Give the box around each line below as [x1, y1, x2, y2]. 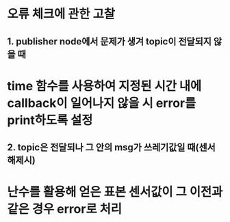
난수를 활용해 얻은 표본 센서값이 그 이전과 [7, 184, 223, 200]
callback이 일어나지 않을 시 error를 [7, 95, 196, 111]
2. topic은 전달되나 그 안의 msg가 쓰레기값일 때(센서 [7, 141, 216, 154]
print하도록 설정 [7, 112, 93, 128]
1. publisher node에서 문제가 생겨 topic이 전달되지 [7, 36, 212, 47]
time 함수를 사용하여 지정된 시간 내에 [7, 78, 202, 94]
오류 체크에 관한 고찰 [7, 6, 115, 22]
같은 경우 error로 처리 [7, 202, 122, 217]
